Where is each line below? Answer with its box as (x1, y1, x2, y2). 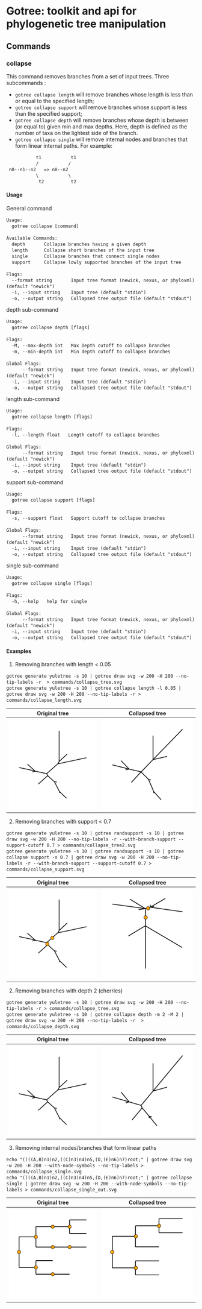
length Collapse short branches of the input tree (11, 247, 155, 254)
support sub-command (6, 479, 64, 486)
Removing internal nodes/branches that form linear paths (14, 1144, 157, 1151)
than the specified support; (14, 110, 82, 117)
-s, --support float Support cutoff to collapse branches (11, 516, 165, 522)
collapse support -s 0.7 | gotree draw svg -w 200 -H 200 (6, 854, 155, 860)
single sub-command (6, 562, 59, 569)
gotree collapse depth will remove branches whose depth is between (14, 116, 189, 124)
